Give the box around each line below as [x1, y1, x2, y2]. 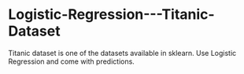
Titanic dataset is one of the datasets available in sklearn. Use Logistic [8, 48, 237, 57]
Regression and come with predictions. [8, 57, 135, 66]
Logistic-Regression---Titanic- [8, 6, 215, 24]
